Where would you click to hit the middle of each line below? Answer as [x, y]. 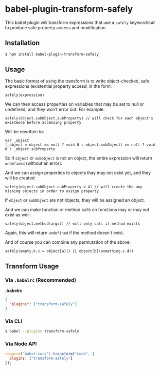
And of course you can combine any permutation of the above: [68, 242]
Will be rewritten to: [25, 132]
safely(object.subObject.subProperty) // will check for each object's [79, 118]
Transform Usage [32, 266]
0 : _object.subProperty [30, 149]
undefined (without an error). [34, 163]
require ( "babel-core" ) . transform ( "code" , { [50, 354]
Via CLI [14, 321]
